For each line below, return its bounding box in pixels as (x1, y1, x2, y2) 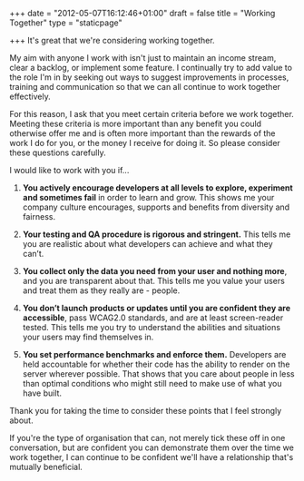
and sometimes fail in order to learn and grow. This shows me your (22, 192, 275, 202)
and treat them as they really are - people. (22, 285, 181, 296)
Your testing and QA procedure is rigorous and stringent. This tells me (22, 229, 291, 240)
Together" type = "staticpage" (9, 17, 123, 28)
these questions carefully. (9, 147, 106, 158)
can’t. (22, 249, 44, 259)
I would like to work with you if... (9, 165, 130, 175)
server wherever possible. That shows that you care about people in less (22, 368, 295, 379)
